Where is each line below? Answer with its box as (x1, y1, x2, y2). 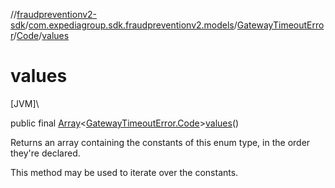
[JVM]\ (10, 97, 40, 109)
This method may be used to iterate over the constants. (10, 166, 239, 178)
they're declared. (10, 147, 81, 159)
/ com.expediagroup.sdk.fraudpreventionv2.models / (24, 19, 238, 31)
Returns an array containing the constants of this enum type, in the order (10, 136, 311, 148)
